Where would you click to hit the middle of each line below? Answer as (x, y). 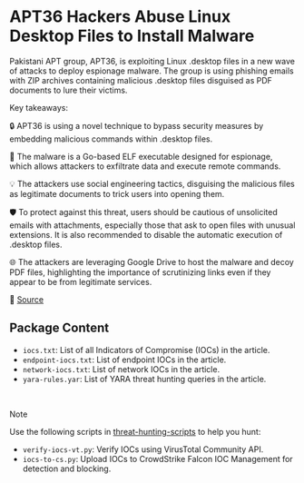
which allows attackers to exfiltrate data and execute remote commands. (145, 166)
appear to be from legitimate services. (81, 281)
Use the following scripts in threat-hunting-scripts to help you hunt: (135, 431)
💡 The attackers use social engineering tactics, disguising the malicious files (152, 183)
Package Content (59, 328)
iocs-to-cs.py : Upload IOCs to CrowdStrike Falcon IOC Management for (157, 458)
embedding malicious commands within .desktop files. (111, 139)
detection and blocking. (67, 468)
